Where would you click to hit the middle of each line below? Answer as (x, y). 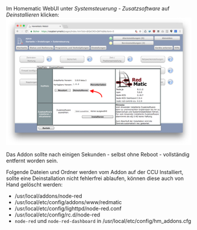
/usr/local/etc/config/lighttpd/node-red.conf (68, 209)
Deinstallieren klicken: (33, 15)
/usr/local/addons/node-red (48, 196)
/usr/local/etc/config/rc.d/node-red (57, 215)
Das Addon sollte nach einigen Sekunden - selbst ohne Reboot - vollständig (98, 154)
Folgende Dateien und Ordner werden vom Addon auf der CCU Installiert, (95, 172)
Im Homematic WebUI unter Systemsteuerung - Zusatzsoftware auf (88, 9)
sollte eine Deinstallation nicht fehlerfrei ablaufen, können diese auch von (95, 178)
